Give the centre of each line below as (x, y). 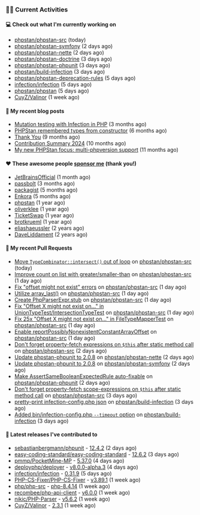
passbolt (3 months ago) (45, 183)
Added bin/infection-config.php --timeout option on (78, 414)
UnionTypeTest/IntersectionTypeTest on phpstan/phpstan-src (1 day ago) (104, 312)
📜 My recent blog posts (35, 111)
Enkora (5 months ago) (43, 196)
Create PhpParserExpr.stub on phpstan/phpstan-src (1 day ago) (93, 300)
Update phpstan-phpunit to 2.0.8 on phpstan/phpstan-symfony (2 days (102, 363)
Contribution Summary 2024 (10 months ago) (70, 143)
